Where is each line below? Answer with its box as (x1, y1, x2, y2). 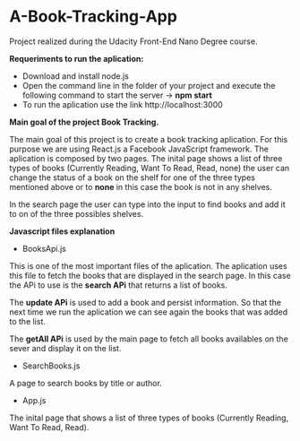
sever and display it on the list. (9, 342, 122, 353)
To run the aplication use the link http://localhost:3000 (21, 99, 224, 109)
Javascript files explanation (9, 226, 116, 237)
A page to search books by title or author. (9, 377, 163, 388)
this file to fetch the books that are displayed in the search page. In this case (9, 270, 291, 281)
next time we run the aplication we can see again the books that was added (9, 307, 288, 317)
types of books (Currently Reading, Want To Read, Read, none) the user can (9, 162, 290, 173)
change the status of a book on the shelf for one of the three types (9, 172, 255, 183)
